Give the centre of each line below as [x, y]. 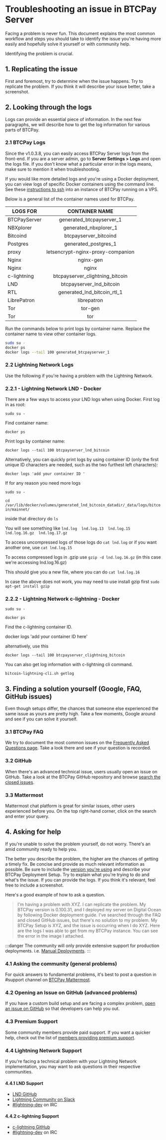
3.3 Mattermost [24, 795]
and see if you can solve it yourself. [41, 719]
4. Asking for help [33, 832]
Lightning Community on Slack [44, 1099]
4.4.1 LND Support [24, 1083]
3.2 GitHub [19, 761]
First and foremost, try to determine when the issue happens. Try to [74, 81]
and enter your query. [27, 817]
